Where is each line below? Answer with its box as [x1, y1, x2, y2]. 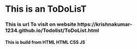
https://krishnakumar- [77, 21, 133, 28]
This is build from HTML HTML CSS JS [5, 39, 86, 45]
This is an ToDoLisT [5, 3, 87, 15]
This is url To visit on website [5, 21, 77, 28]
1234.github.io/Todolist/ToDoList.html [5, 27, 99, 34]
